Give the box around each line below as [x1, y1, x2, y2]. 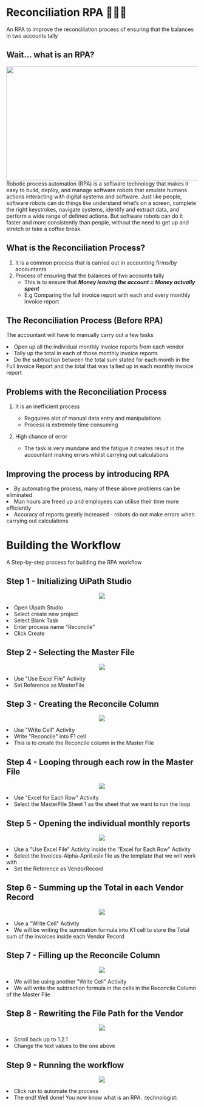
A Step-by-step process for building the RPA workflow [6, 558, 142, 566]
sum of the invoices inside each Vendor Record [6, 932, 124, 940]
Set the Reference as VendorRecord [14, 865, 104, 872]
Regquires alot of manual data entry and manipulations [24, 415, 161, 422]
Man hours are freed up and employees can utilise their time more [14, 498, 179, 505]
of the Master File [6, 991, 50, 998]
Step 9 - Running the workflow [6, 1060, 124, 1070]
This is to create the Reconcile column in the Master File [14, 739, 154, 747]
